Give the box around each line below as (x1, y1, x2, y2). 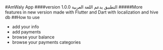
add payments (12, 29, 41, 34)
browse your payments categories (12, 39, 81, 45)
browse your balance (12, 34, 55, 40)
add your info (12, 24, 39, 30)
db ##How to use (5, 15, 40, 20)
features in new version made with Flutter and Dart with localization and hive (5, 9, 159, 15)
